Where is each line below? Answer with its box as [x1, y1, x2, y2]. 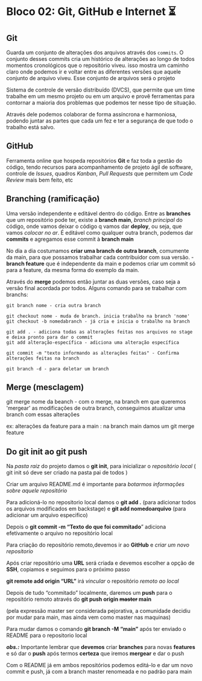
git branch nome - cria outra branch [6, 302, 101, 308]
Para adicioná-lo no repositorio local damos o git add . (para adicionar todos [6, 499, 196, 506]
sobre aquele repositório [6, 487, 68, 495]
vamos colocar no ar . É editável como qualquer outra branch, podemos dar [6, 229, 194, 236]
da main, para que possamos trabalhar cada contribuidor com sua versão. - [6, 253, 194, 261]
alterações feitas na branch [6, 355, 80, 361]
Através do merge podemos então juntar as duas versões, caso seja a [6, 278, 181, 285]
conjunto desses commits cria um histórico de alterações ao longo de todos [6, 55, 195, 62]
